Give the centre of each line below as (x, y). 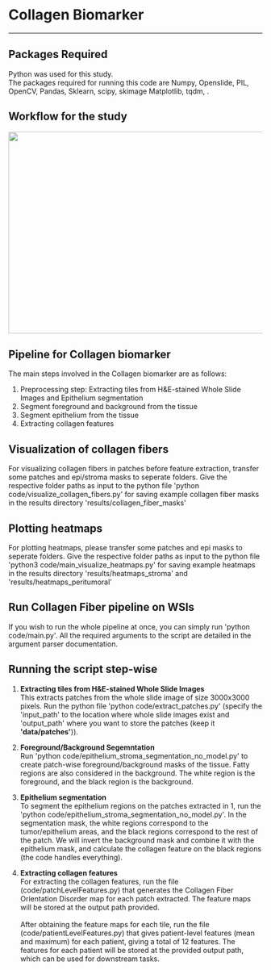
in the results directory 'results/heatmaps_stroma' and (98, 573)
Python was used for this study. (61, 73)
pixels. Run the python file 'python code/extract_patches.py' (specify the (141, 706)
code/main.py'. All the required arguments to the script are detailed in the (130, 635)
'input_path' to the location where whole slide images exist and (125, 714)
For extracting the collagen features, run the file (99, 881)
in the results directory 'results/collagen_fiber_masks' (98, 503)
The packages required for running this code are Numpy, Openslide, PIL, (129, 82)
